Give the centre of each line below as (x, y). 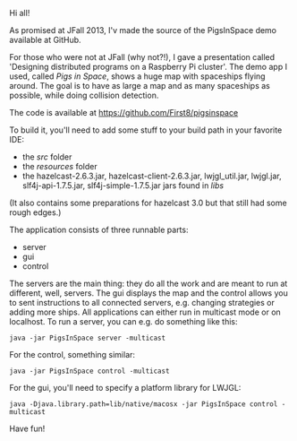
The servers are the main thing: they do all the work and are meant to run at (148, 283)
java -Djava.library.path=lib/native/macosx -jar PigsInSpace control (144, 404)
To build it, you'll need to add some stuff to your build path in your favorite (146, 130)
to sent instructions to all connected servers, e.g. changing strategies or (142, 303)
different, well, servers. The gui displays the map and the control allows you (148, 293)
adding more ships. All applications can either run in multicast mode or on (145, 312)
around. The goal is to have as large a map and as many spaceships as (140, 86)
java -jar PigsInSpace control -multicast (89, 371)
